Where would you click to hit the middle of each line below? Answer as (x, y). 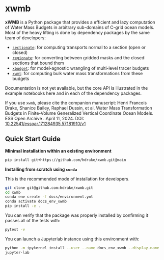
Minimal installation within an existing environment (58, 151)
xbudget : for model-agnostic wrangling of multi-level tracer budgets (81, 68)
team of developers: (25, 38)
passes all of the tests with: (33, 221)
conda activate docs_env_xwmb (36, 202)
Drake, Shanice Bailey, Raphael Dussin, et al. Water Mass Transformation (79, 108)
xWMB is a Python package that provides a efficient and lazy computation (80, 22)
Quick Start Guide (33, 139)
